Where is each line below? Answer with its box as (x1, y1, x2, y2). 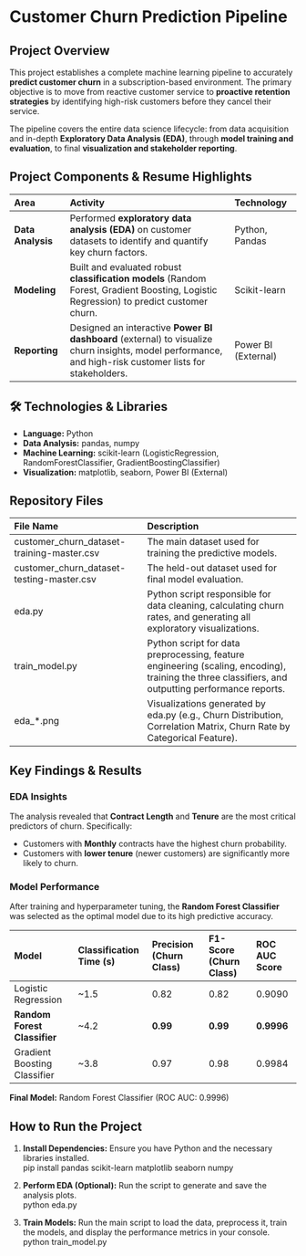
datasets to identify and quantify (69, 235, 209, 247)
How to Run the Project (9, 1118, 143, 1134)
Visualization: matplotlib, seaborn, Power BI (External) (22, 466, 229, 477)
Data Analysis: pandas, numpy (22, 437, 140, 448)
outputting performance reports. (147, 683, 285, 696)
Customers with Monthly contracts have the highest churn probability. (22, 838, 287, 850)
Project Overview (9, 43, 110, 58)
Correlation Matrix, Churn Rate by (147, 720, 291, 733)
